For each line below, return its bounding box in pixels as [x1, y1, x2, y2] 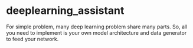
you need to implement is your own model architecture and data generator [6, 29, 187, 36]
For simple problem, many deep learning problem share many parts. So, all [6, 23, 188, 30]
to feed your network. [6, 35, 59, 42]
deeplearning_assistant [6, 4, 125, 17]
